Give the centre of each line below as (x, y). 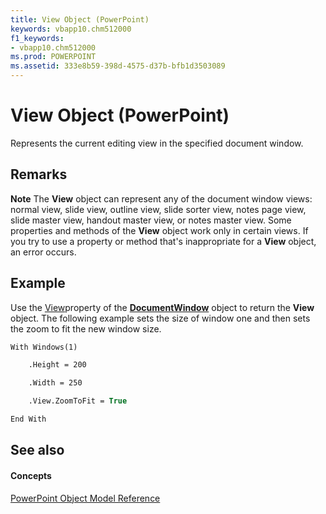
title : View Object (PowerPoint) (80, 19)
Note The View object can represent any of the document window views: (161, 198)
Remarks (39, 174)
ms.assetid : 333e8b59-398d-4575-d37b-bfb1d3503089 (118, 66)
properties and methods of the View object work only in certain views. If (159, 230)
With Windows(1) (44, 347)
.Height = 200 (57, 365)
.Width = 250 (55, 383)
